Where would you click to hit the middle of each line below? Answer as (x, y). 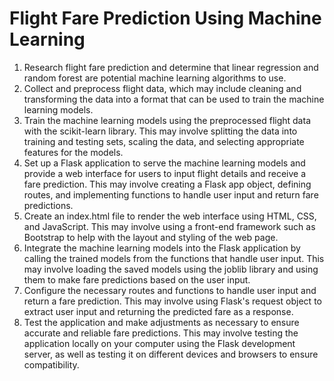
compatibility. (51, 364)
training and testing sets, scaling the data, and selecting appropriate (164, 141)
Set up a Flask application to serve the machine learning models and (164, 163)
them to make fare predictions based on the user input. (137, 279)
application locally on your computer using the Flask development (159, 343)
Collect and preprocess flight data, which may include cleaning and (162, 88)
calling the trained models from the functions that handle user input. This (174, 258)
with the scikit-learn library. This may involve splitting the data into (160, 131)
